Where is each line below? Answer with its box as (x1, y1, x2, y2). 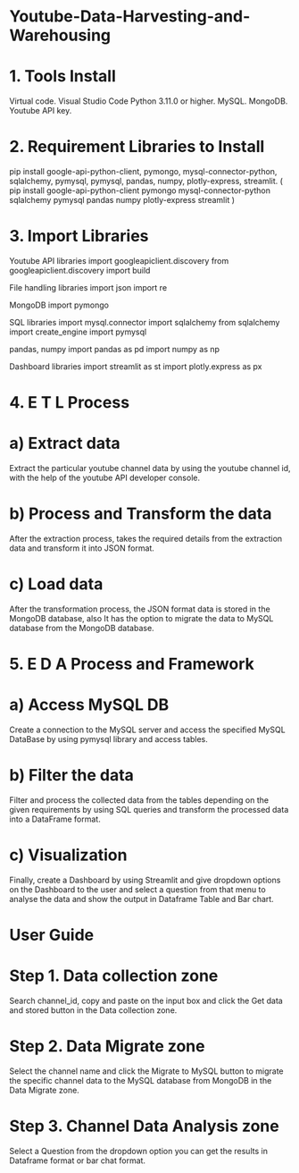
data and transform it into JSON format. (9, 543, 154, 553)
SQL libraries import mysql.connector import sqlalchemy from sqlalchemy (9, 317, 280, 327)
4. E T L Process (9, 392, 130, 413)
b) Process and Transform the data (9, 503, 272, 524)
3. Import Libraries (9, 226, 149, 247)
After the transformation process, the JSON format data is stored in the (9, 603, 270, 614)
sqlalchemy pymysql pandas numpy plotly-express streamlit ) (9, 195, 235, 206)
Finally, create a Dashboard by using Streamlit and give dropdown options (9, 874, 281, 885)
